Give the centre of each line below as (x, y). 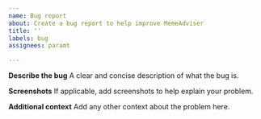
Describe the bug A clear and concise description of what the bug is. (124, 76)
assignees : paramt (39, 46)
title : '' (25, 31)
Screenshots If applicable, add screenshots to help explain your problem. (131, 91)
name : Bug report (38, 16)
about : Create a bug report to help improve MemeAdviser (106, 23)
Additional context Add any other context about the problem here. (119, 107)
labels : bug (28, 38)
